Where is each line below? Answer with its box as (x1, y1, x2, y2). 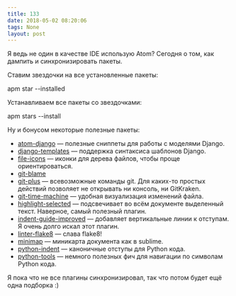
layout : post (7, 30, 46, 38)
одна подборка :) (7, 281, 59, 290)
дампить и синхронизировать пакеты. (7, 57, 123, 66)
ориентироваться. (17, 162, 73, 171)
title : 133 (7, 10, 40, 18)
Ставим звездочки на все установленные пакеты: (7, 71, 159, 79)
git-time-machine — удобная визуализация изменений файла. (17, 192, 204, 200)
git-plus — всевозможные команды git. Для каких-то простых (17, 177, 206, 186)
